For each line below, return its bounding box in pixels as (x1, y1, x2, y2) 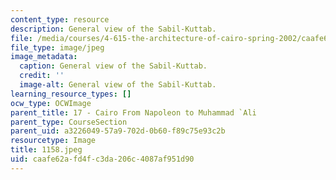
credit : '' (19, 71, 65, 81)
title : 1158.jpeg (10, 145, 83, 155)
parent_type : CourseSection (10, 117, 128, 127)
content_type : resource (10, 14, 110, 25)
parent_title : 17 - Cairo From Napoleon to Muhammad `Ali (10, 107, 257, 118)
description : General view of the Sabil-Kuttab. (10, 24, 217, 34)
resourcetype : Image (10, 136, 97, 146)
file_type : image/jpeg (10, 42, 105, 53)
